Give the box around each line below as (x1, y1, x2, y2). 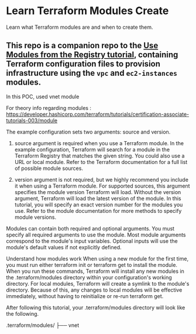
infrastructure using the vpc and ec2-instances (6, 68, 177, 78)
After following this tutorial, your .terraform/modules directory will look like (6, 304, 185, 311)
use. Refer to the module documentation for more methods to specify (14, 207, 182, 214)
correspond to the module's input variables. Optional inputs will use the (6, 237, 178, 245)
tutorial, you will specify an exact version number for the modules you (14, 201, 183, 208)
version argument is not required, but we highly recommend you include (14, 176, 189, 183)
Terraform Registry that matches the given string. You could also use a (14, 152, 185, 159)
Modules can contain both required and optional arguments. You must (6, 225, 174, 232)
